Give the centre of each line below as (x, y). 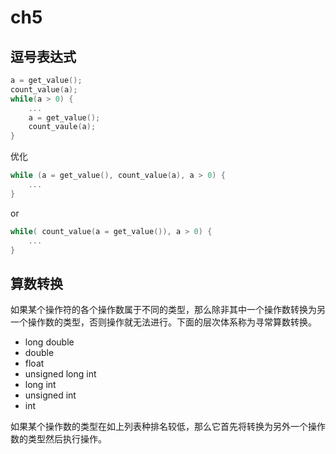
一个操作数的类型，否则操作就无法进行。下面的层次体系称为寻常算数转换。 (163, 322)
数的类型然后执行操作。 (58, 439)
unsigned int (50, 395)
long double (49, 342)
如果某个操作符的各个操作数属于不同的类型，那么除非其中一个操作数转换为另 (168, 310)
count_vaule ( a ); (62, 127)
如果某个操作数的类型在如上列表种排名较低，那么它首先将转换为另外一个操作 (168, 427)
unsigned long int (60, 374)
